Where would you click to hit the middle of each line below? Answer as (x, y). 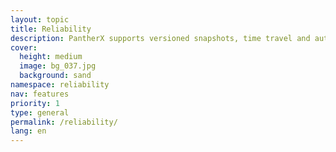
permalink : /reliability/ (64, 122)
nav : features (40, 94)
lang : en (28, 131)
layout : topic (40, 19)
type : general (40, 112)
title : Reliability (51, 29)
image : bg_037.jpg (58, 66)
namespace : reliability (60, 85)
